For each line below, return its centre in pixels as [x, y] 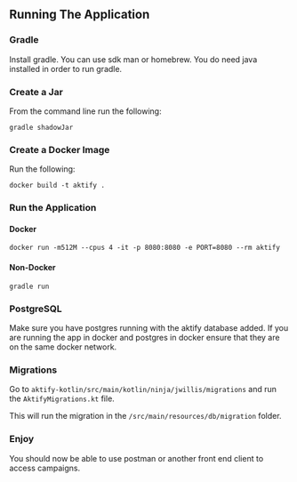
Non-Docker [32, 267]
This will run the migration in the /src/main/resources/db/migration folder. [145, 416]
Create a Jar [36, 92]
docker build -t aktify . [57, 186]
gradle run [29, 286]
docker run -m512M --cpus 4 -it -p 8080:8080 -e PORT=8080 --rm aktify [144, 248]
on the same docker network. [63, 347]
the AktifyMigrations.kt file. [62, 398]
